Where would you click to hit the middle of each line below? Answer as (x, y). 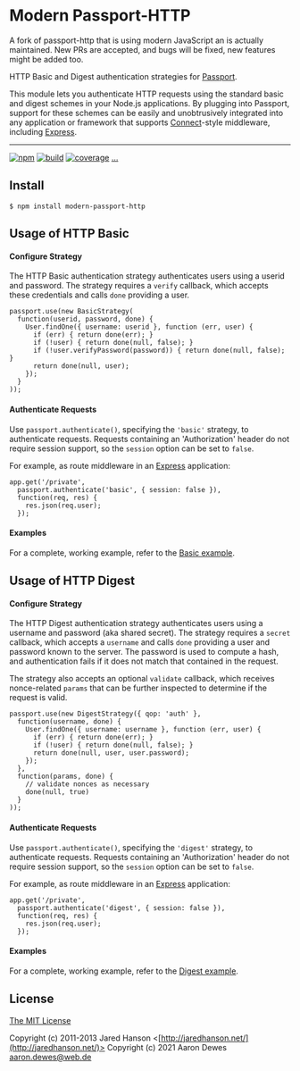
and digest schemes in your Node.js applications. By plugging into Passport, (150, 103)
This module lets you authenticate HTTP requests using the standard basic (146, 94)
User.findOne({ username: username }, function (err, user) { (143, 730)
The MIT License (40, 1020)
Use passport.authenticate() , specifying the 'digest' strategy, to (131, 847)
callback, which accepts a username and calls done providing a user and (140, 642)
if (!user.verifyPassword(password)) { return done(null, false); (159, 351)
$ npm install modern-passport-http (77, 206)
